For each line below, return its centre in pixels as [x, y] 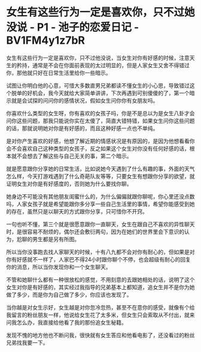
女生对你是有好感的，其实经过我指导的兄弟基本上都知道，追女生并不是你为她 [100, 287]
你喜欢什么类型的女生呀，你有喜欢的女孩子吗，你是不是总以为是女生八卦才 [98, 113]
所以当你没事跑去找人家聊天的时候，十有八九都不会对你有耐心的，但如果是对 [100, 252]
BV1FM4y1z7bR [46, 40]
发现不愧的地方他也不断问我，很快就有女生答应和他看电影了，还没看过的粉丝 [100, 335]
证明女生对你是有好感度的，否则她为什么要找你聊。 [69, 183]
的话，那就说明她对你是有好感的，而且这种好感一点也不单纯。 [82, 128]
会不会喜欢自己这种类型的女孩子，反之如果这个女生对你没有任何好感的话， [98, 148]
